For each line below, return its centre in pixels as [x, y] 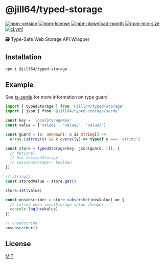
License [18, 244]
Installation [23, 57]
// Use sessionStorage [34, 158]
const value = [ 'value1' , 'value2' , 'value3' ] [56, 125]
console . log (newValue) [34, 209]
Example [19, 85]
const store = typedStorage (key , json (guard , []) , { [63, 148]
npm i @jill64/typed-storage [36, 69]
